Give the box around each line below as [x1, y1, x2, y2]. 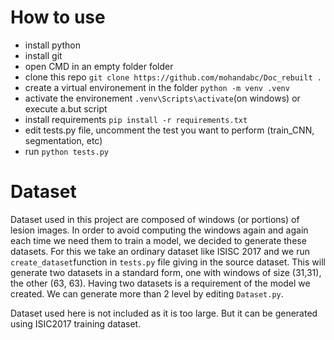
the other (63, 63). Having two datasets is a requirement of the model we [10, 277, 311, 289]
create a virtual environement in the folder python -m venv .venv [24, 81, 290, 93]
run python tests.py [24, 145, 109, 157]
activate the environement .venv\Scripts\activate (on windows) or [24, 92, 301, 104]
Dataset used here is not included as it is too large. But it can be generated [10, 307, 318, 319]
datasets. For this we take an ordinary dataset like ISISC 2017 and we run [10, 245, 310, 257]
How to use [10, 6, 106, 29]
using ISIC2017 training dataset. [10, 317, 142, 330]
